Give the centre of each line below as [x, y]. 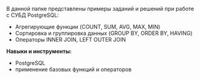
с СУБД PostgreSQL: [33, 15]
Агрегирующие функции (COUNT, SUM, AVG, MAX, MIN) [88, 27]
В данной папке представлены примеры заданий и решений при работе [100, 9]
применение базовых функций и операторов [73, 69]
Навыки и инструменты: [39, 51]
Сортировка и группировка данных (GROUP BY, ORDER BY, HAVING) [104, 33]
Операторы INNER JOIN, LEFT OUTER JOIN [71, 39]
